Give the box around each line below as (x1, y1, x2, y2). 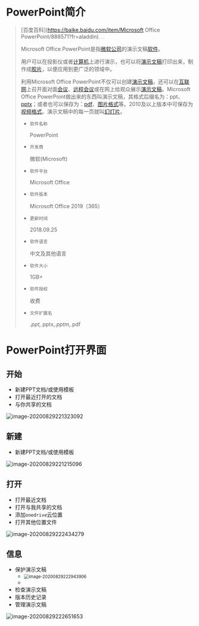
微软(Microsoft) (29, 155, 68, 162)
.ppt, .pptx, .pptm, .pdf (29, 320, 81, 328)
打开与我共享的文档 (14, 503, 63, 510)
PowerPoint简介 (6, 5, 86, 19)
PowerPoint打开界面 (6, 343, 107, 357)
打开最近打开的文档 (14, 393, 63, 400)
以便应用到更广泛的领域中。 (46, 65, 115, 72)
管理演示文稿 (14, 601, 46, 608)
